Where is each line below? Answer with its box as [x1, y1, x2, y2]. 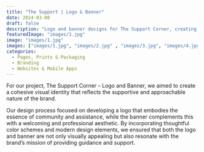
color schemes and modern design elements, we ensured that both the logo [6, 126, 196, 134]
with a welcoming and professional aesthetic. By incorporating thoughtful [6, 120, 189, 127]
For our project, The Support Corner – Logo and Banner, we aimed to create [6, 82, 196, 89]
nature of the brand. [6, 95, 56, 102]
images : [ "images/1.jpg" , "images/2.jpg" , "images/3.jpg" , [6, 43, 162, 49]
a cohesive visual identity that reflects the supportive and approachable [6, 89, 186, 96]
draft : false [6, 20, 39, 26]
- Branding [12, 60, 39, 66]
